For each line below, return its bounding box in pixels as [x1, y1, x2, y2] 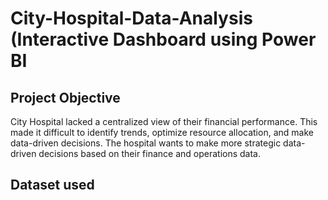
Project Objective [10, 89, 121, 106]
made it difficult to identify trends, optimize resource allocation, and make [10, 127, 314, 138]
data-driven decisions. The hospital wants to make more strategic [10, 137, 282, 149]
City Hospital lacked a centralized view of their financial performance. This [10, 116, 318, 127]
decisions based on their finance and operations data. [38, 148, 262, 159]
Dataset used [10, 177, 95, 194]
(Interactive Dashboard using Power [10, 28, 317, 51]
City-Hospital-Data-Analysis [10, 7, 253, 30]
